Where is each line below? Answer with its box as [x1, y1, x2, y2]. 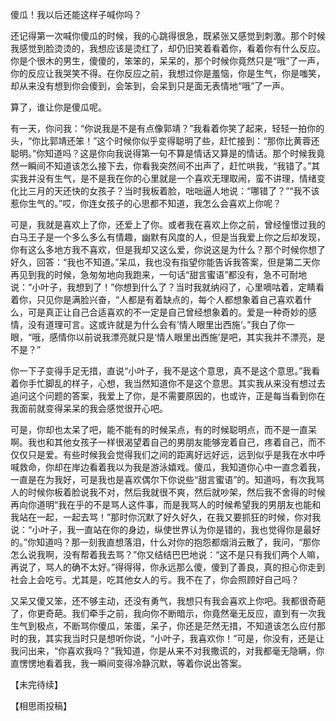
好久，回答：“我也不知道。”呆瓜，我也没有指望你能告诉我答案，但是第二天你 [10, 256, 321, 268]
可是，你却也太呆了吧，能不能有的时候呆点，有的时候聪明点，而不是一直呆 [10, 424, 317, 435]
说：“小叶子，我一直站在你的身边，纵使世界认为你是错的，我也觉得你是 [10, 524, 304, 535]
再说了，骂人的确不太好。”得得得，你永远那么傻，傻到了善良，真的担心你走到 [10, 561, 326, 573]
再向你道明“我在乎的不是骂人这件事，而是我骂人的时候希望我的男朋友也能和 [10, 499, 322, 510]
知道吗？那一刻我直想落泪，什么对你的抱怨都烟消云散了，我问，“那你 [36, 536, 321, 548]
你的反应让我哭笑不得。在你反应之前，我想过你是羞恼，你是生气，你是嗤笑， [10, 68, 326, 79]
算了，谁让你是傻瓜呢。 [10, 101, 107, 113]
